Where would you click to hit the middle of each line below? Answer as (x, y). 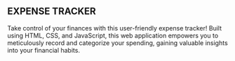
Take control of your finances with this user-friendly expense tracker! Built (115, 28)
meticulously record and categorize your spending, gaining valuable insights (117, 43)
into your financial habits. (44, 50)
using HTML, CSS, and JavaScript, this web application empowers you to (113, 35)
